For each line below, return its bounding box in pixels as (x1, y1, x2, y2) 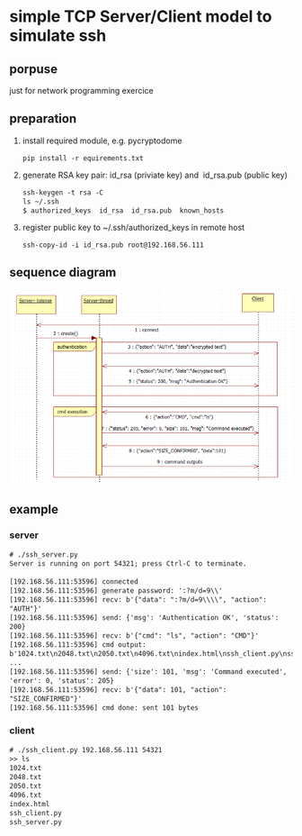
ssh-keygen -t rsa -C (22, 187, 103, 197)
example (9, 502, 59, 517)
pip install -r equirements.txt (22, 153, 144, 163)
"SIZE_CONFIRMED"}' (9, 695, 83, 704)
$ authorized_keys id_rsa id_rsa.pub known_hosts (22, 205, 225, 215)
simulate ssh (9, 25, 107, 46)
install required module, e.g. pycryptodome (22, 135, 182, 146)
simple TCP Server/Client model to (9, 6, 272, 27)
